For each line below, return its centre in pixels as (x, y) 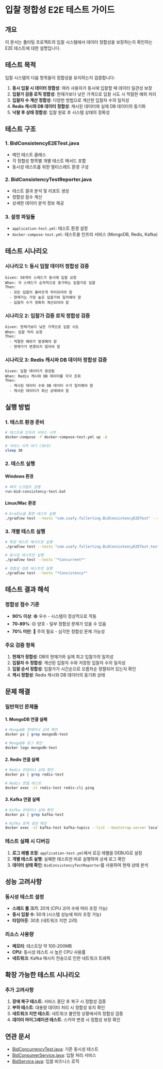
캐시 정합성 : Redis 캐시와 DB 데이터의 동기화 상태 (58, 675)
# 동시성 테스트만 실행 (24, 555)
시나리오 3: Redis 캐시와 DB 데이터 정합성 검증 (56, 360)
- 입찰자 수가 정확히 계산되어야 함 (39, 302)
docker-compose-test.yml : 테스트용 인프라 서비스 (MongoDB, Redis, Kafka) (85, 235)
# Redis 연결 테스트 (23, 783)
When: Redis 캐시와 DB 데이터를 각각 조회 (43, 376)
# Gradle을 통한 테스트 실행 (30, 514)
